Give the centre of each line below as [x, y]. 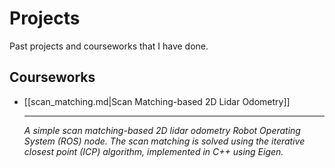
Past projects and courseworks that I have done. [109, 46]
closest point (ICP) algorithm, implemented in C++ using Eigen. [153, 151]
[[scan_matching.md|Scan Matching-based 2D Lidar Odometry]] [157, 101]
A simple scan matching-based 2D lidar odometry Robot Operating [162, 130]
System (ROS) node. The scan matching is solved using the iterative [164, 141]
